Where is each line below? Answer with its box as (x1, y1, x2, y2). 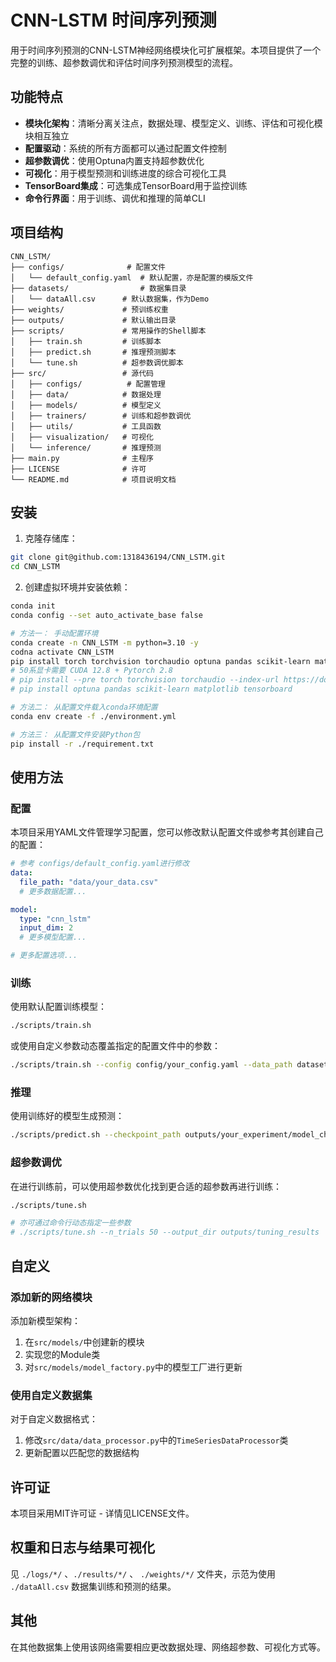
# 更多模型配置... (19, 932, 87, 943)
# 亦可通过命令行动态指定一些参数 (10, 1218, 132, 1228)
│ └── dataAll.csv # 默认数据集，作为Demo (10, 294, 210, 304)
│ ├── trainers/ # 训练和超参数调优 (10, 411, 192, 421)
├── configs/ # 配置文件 (10, 262, 167, 272)
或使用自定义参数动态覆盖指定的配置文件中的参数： (10, 1040, 221, 1052)
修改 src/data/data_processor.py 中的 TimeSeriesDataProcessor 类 (24, 1434, 289, 1446)
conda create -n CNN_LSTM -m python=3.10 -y (10, 637, 199, 648)
